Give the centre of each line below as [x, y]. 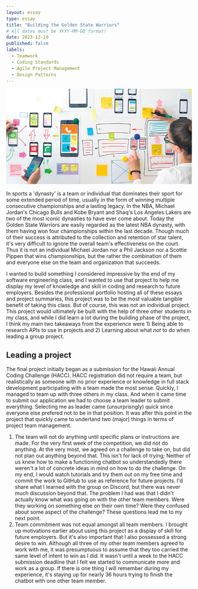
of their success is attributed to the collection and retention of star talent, [95, 237]
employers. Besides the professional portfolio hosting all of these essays [94, 293]
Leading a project [39, 355]
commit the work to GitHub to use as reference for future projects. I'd [99, 481]
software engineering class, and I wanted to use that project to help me [93, 280]
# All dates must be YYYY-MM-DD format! [57, 31]
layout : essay [24, 12]
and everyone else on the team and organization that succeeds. [83, 263]
